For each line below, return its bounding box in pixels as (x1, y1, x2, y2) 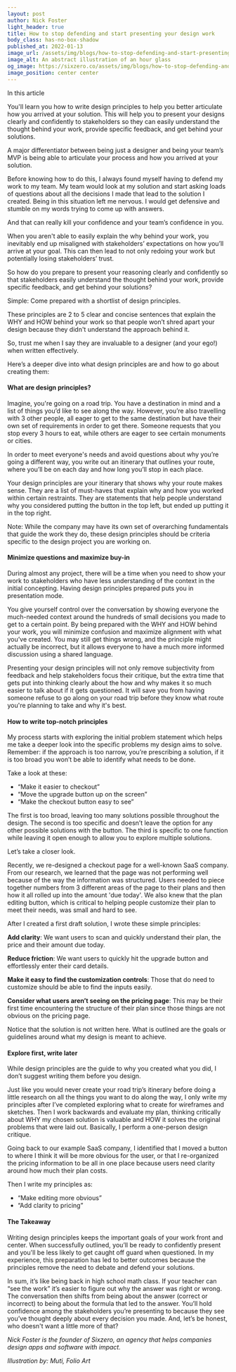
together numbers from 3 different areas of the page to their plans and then (7, 883, 226, 892)
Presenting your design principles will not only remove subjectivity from (7, 663, 215, 672)
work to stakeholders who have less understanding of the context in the (7, 576, 216, 585)
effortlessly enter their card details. (7, 962, 109, 971)
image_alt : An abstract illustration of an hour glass (7, 56, 171, 63)
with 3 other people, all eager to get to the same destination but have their (7, 413, 222, 423)
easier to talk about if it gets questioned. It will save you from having (7, 686, 205, 694)
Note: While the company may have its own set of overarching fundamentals (7, 522, 229, 530)
